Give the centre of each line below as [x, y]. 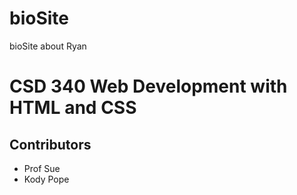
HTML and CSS [73, 108]
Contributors [50, 144]
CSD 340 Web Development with [148, 86]
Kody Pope [46, 179]
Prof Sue [42, 168]
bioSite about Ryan [48, 46]
